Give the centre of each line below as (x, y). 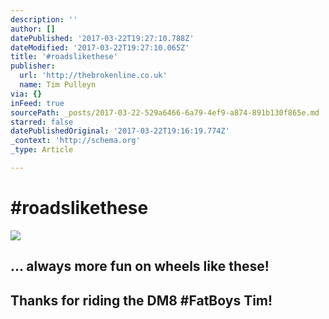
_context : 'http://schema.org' (75, 141)
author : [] (33, 29)
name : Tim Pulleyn (58, 85)
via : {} (26, 94)
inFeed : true (37, 103)
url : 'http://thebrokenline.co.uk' (93, 76)
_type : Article (42, 150)
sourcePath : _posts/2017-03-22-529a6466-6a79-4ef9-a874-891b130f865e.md (165, 112)
